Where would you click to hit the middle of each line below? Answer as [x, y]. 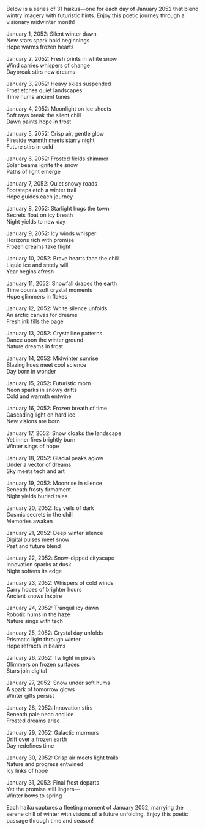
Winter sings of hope [33, 446]
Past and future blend [34, 546]
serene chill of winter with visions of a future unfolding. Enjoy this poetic [97, 814]
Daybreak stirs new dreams [41, 72]
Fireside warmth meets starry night [50, 140]
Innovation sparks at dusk [39, 564]
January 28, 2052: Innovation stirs [50, 708]
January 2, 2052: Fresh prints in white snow [62, 59]
